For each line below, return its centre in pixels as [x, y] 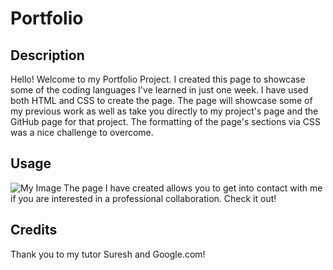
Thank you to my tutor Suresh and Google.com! [108, 254]
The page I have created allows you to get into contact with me [193, 188]
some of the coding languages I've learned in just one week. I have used [159, 90]
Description [47, 55]
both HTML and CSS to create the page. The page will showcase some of [161, 100]
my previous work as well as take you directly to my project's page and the [164, 111]
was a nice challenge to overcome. [82, 132]
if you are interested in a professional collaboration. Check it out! [143, 198]
